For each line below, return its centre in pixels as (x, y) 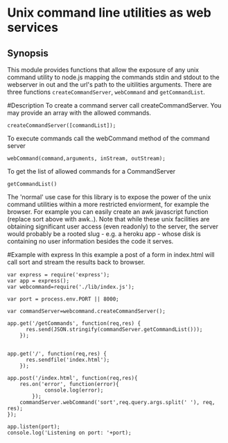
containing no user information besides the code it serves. (90, 241)
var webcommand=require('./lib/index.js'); (71, 287)
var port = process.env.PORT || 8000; (63, 299)
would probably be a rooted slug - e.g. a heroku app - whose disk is (104, 234)
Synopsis (28, 53)
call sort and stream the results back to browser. (76, 262)
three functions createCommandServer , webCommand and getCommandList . (106, 92)
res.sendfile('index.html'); (68, 360)
